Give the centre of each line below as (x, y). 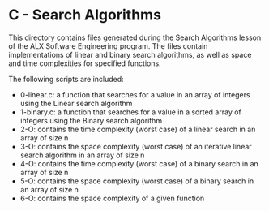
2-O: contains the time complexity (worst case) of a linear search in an (138, 129)
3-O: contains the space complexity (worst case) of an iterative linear (136, 146)
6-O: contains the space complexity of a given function (112, 198)
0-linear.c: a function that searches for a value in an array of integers (135, 94)
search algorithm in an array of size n (82, 155)
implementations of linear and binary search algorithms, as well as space (130, 54)
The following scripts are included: (66, 79)
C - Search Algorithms (85, 15)
